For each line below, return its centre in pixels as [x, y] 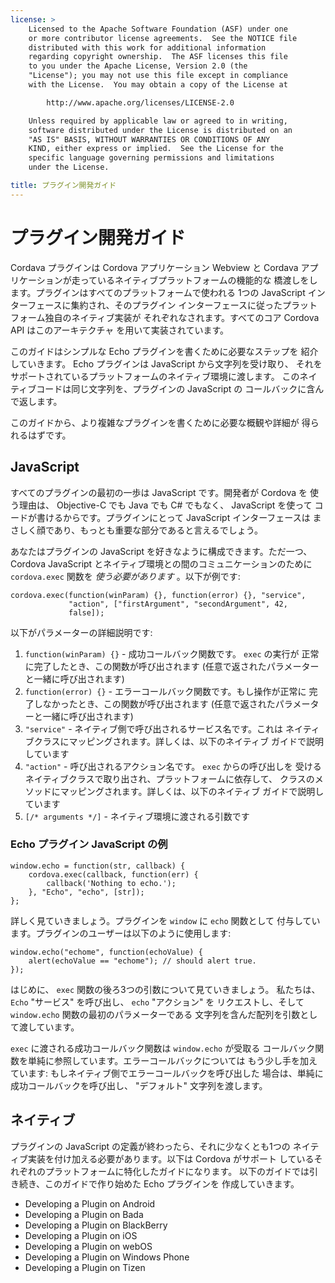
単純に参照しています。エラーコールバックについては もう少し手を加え [172, 1060]
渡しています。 [49, 1027]
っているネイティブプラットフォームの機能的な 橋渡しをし [198, 280]
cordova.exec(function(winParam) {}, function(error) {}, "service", [158, 595]
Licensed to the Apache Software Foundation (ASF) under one [158, 29]
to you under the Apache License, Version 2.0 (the [138, 66]
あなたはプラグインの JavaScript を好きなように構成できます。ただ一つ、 [161, 551]
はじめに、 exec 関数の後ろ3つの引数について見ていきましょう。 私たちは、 [165, 989]
